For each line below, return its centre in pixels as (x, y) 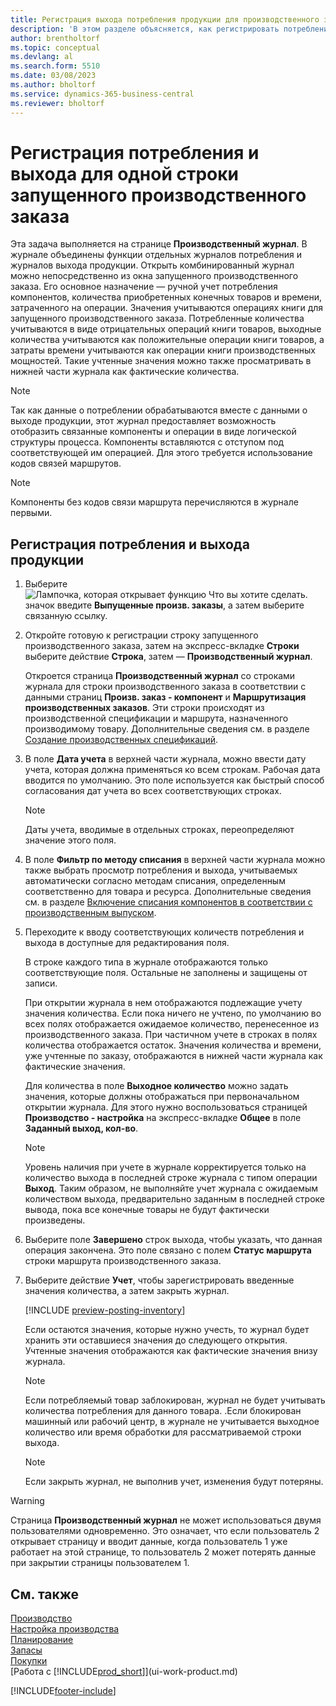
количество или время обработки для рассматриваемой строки (163, 1432)
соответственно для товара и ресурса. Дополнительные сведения (168, 892)
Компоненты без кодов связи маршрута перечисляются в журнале (154, 502)
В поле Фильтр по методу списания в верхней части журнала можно (175, 860)
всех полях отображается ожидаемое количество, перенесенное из (172, 1024)
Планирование (42, 1640)
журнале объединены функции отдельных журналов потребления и (156, 255)
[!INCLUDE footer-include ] (63, 1691)
